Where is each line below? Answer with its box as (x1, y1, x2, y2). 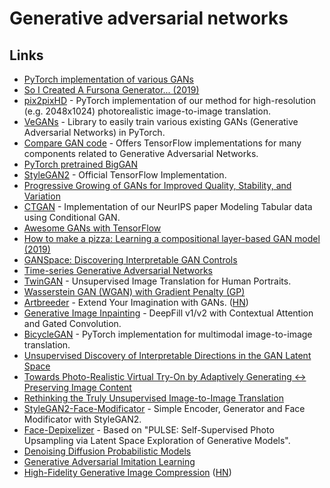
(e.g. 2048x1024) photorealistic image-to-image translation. (23, 105, 271, 117)
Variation (23, 190, 61, 202)
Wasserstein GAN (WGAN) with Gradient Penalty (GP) (23, 286, 246, 297)
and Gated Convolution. (23, 318, 122, 329)
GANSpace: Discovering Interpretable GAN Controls (23, 254, 238, 266)
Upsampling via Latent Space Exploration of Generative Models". (23, 435, 291, 446)
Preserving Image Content (23, 382, 132, 393)
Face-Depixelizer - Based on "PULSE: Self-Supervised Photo (23, 424, 275, 436)
